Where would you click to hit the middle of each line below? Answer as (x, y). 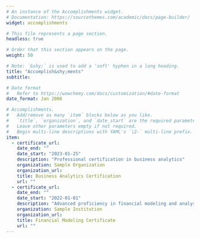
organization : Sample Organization (61, 165)
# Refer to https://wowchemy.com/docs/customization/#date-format (93, 93)
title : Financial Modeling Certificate (66, 220)
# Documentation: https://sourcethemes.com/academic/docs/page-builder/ (98, 17)
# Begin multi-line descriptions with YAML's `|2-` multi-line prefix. (100, 131)
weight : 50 (20, 55)
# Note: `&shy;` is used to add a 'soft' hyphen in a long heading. (93, 66)
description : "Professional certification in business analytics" (101, 159)
